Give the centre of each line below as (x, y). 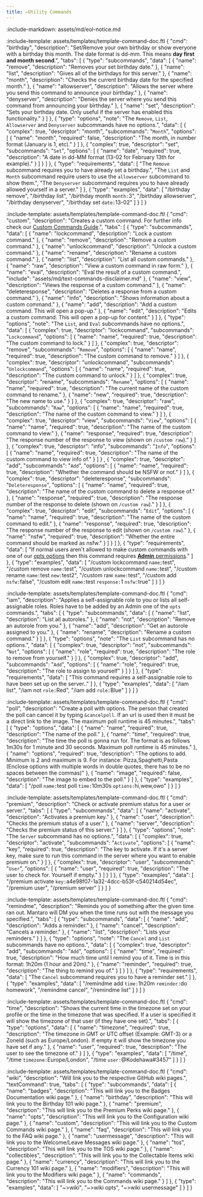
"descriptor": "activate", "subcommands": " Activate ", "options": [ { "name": (101, 843)
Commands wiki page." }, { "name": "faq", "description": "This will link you (99, 1129)
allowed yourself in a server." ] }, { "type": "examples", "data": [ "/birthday (98, 189)
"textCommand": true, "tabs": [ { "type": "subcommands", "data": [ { (92, 1084)
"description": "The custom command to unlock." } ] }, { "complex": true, (97, 375)
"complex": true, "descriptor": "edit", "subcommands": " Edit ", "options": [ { (100, 510)
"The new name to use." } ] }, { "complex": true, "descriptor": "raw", (91, 401)
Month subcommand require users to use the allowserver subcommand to (98, 176)
